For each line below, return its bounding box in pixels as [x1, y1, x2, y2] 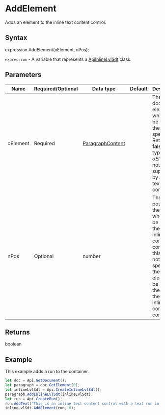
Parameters [5, 71, 42, 79]
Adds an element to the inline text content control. [5, 19, 107, 25]
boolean [5, 341, 22, 347]
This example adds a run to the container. [5, 369, 89, 375]
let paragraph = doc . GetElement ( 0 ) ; [5, 383, 80, 388]
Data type [92, 85, 116, 92]
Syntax [5, 34, 27, 42]
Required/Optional [34, 85, 78, 92]
